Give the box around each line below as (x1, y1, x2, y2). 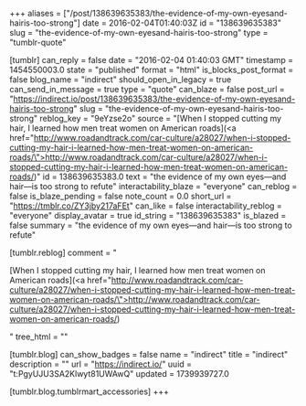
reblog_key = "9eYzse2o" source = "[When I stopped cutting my (39, 113, 281, 123)
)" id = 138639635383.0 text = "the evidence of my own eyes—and (33, 171, 287, 182)
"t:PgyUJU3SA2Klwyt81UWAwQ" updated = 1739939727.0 (9, 369, 230, 379)
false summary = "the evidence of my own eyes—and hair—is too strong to (9, 219, 292, 230)
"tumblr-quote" (9, 37, 67, 48)
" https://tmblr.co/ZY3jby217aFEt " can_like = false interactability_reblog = (9, 200, 283, 211)
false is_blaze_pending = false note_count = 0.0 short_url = (9, 191, 232, 201)
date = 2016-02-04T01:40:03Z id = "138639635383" (81, 17, 281, 28)
